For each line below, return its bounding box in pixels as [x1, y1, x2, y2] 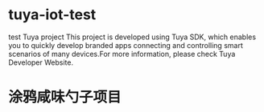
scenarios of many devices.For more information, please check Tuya [8, 49, 236, 58]
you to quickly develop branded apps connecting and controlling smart [8, 40, 243, 50]
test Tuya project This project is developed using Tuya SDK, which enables [8, 32, 256, 42]
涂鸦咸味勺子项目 [8, 88, 122, 106]
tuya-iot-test [8, 6, 97, 24]
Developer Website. [8, 58, 74, 67]
